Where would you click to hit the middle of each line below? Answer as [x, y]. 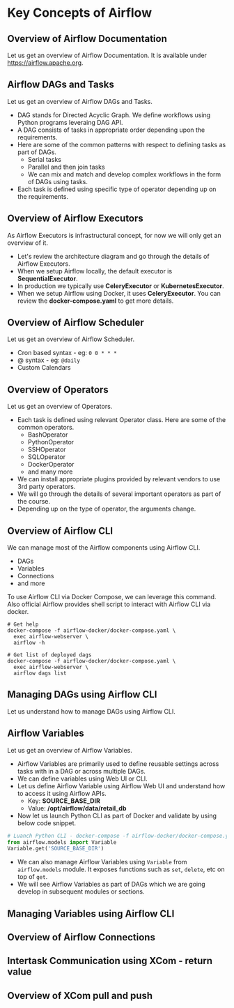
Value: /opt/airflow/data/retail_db [77, 808]
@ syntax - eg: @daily [48, 360]
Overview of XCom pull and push [80, 995]
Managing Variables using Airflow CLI [91, 913]
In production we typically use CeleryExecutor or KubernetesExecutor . [120, 286]
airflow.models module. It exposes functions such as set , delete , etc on [121, 869]
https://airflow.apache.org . [45, 63]
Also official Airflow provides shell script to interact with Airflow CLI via [109, 604]
